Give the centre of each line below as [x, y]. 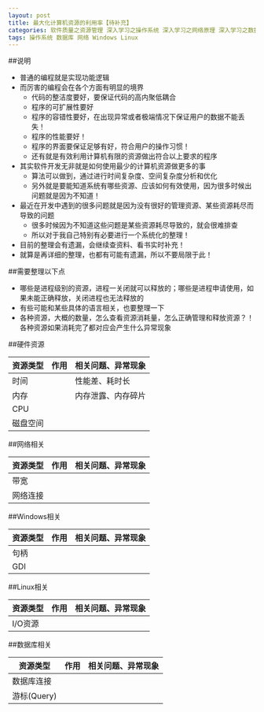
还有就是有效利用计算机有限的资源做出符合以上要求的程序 [124, 156]
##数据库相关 [30, 645]
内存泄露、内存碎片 [111, 396]
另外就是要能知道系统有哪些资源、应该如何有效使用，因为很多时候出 [141, 186]
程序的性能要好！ [59, 137]
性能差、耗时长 [103, 381]
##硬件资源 [26, 344]
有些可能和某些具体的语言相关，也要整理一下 [92, 308]
